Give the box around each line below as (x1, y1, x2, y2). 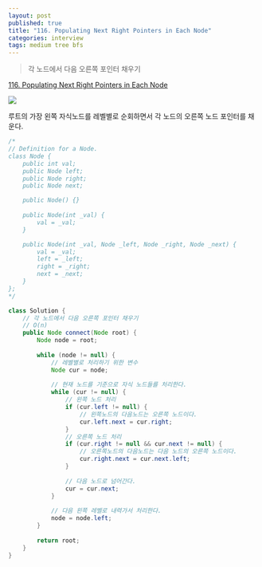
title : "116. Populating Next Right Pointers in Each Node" (8, 26, 213, 34)
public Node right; (22, 175, 88, 183)
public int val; (22, 159, 77, 167)
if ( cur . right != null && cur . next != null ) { (65, 440, 223, 448)
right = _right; (37, 262, 91, 271)
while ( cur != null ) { (50, 388, 127, 396)
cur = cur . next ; (65, 484, 119, 493)
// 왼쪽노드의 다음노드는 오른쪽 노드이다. (79, 410, 197, 419)
